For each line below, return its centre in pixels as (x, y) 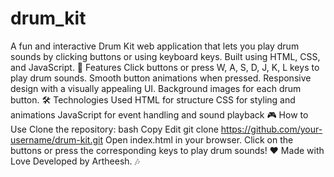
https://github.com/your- (271, 129)
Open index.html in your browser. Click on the (199, 139)
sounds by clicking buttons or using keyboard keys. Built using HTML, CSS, (165, 56)
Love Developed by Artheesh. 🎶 (75, 161)
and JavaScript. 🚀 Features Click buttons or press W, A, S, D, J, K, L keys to (165, 67)
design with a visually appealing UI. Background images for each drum (156, 88)
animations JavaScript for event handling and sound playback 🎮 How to (159, 114)
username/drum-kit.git (56, 139)
